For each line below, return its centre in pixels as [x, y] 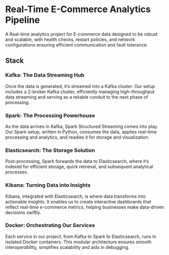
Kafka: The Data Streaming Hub [45, 75]
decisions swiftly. [23, 212]
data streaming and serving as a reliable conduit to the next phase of [77, 97]
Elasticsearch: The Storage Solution [50, 150]
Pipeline [23, 20]
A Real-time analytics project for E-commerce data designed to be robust [81, 34]
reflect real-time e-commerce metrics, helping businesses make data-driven [85, 207]
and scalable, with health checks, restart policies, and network [70, 39]
